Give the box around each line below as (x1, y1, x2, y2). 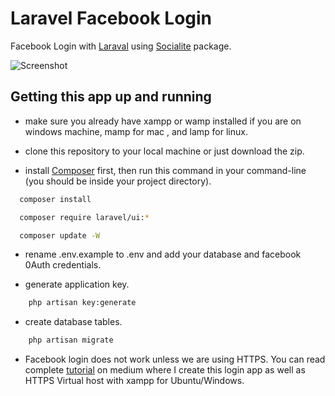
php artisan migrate (28, 335, 114, 346)
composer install (19, 194, 92, 204)
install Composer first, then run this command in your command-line (24, 164, 307, 176)
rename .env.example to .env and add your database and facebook (24, 248, 302, 261)
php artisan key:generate (28, 298, 137, 308)
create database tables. (24, 316, 123, 328)
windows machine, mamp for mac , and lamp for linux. (24, 125, 248, 137)
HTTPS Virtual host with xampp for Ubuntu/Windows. (24, 375, 245, 387)
